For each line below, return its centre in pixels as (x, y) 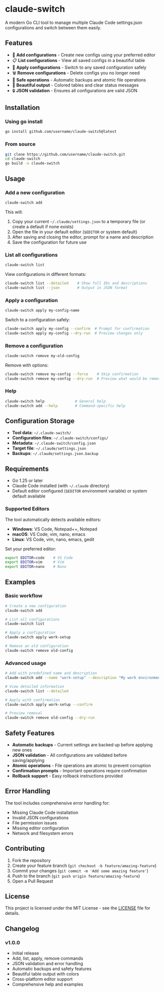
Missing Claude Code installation (45, 812)
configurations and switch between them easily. (53, 27)
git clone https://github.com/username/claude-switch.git (65, 154)
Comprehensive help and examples (48, 984)
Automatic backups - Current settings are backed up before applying (82, 744)
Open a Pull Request (33, 881)
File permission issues (34, 823)
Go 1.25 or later (27, 481)
